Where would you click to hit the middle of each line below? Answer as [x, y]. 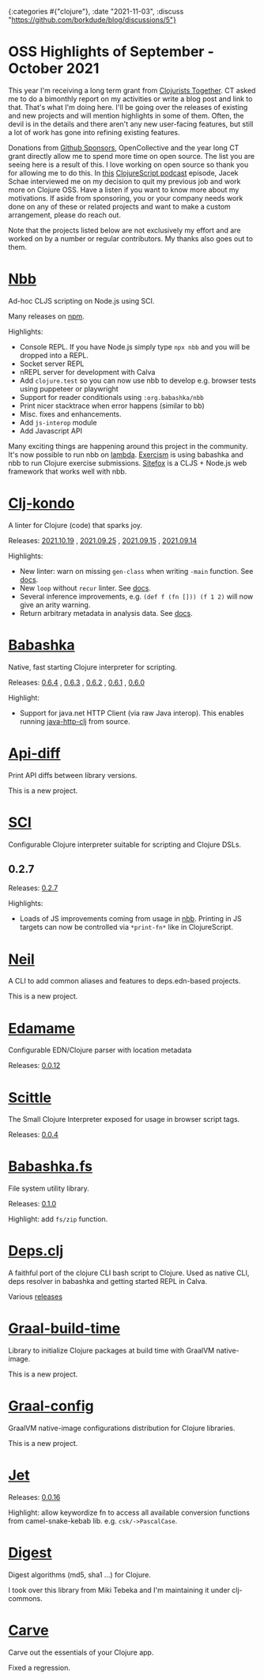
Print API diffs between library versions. [73, 775]
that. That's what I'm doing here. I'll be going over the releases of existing [128, 107]
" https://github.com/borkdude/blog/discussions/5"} [92, 20]
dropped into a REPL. [54, 355]
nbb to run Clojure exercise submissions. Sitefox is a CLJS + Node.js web [128, 462]
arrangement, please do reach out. [64, 215]
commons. [26, 1598]
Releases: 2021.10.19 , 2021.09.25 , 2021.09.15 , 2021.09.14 [103, 540]
